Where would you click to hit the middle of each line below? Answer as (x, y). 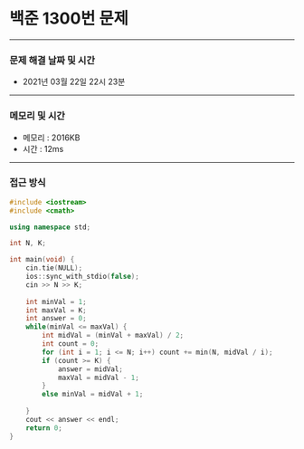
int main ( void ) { (42, 260)
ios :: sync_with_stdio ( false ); (83, 277)
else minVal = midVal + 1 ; (93, 395)
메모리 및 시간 (38, 116)
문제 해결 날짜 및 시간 (52, 60)
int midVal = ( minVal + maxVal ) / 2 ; (113, 336)
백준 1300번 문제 (69, 19)
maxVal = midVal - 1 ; (99, 377)
